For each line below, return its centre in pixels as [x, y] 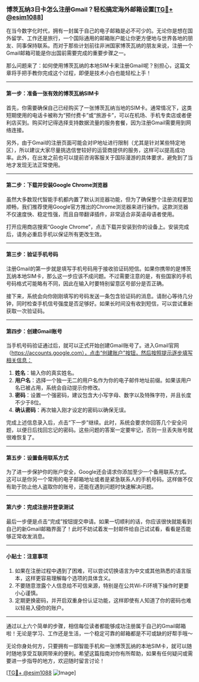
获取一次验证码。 [27, 311]
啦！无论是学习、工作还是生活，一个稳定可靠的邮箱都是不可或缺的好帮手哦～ [99, 633]
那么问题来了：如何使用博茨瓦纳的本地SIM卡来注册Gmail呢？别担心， [90, 66]
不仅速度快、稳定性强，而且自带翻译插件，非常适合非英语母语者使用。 [92, 214]
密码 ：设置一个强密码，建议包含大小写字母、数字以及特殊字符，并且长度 [103, 395]
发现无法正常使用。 [40, 165]
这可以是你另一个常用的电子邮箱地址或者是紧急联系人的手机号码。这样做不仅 [99, 479]
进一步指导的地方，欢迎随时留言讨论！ [58, 661]
